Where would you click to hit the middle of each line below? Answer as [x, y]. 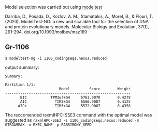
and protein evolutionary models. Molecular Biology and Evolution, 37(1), [77, 27]
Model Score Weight [95, 89]
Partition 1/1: [20, 84]
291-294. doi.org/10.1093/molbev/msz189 [46, 32]
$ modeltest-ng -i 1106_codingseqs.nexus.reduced [56, 58]
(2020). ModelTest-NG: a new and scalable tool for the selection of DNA [77, 22]
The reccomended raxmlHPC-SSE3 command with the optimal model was [79, 115]
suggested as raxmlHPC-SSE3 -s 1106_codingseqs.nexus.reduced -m [72, 120]
